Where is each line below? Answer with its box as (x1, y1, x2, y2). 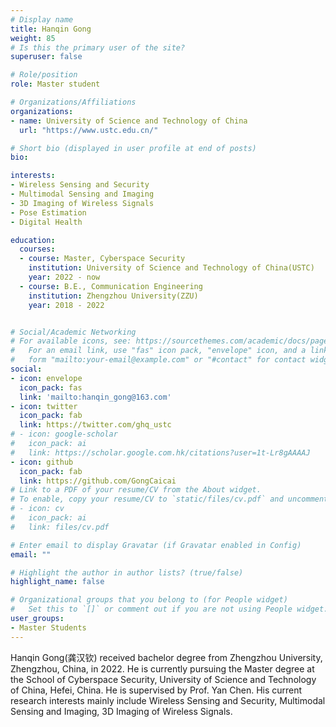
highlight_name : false (10, 577, 105, 587)
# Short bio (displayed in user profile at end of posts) (10, 143, 257, 153)
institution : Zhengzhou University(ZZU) (28, 291, 199, 301)
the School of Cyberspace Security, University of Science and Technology (10, 673, 317, 685)
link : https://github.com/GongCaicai (19, 476, 177, 486)
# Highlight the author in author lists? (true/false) (10, 567, 244, 578)
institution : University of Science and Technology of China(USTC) (28, 263, 315, 273)
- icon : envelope (10, 373, 83, 383)
